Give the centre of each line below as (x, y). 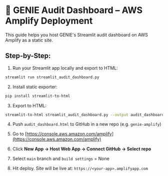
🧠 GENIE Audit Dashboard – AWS (74, 10)
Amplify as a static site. (29, 40)
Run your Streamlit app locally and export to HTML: (65, 68)
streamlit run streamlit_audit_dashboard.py (52, 77)
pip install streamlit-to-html (38, 96)
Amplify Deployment (49, 21)
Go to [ (19, 134)
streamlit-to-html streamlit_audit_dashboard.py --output (67, 115)
